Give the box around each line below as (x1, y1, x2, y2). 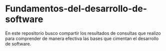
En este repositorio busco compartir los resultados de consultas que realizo (5, 30, 161, 36)
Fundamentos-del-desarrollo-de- (5, 3, 147, 14)
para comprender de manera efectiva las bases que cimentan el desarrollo (5, 35, 159, 41)
